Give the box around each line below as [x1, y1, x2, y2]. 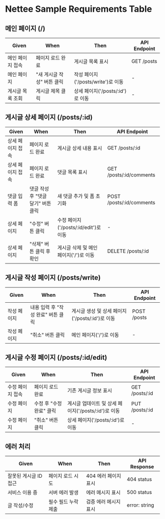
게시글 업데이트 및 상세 [67, 400, 117, 407]
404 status [127, 476, 152, 483]
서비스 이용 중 [7, 489, 38, 496]
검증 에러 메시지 [86, 498, 121, 505]
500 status [127, 489, 152, 496]
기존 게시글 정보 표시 [67, 387, 112, 394]
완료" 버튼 [36, 311, 58, 318]
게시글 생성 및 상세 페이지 [71, 307, 127, 314]
